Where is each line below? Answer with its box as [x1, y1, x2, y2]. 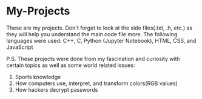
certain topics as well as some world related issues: [6, 62, 135, 69]
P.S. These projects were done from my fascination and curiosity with [6, 55, 180, 62]
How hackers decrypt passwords [15, 86, 98, 93]
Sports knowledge [15, 73, 61, 80]
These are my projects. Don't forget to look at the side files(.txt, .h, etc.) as [6, 24, 193, 31]
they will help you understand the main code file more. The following [6, 30, 178, 37]
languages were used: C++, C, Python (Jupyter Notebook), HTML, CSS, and [6, 37, 197, 44]
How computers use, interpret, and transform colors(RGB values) [15, 80, 178, 87]
